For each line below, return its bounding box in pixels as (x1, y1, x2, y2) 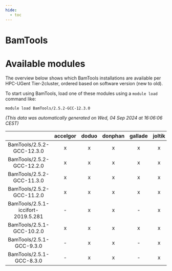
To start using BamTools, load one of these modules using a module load (5, 90, 158, 96)
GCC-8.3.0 (14, 257, 42, 264)
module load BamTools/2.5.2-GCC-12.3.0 (5, 106, 91, 111)
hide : (5, 7, 17, 13)
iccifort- (18, 206, 39, 214)
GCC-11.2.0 (13, 191, 45, 199)
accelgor (54, 132, 77, 139)
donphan (102, 132, 125, 139)
